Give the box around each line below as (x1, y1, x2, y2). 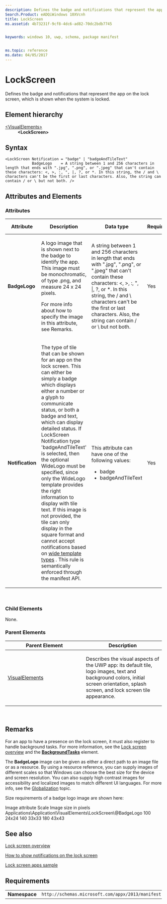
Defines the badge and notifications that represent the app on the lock (5, 90, 149, 96)
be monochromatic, (41, 271, 87, 278)
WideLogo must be (41, 462, 85, 469)
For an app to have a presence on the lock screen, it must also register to (5, 738, 155, 744)
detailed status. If (41, 425, 82, 432)
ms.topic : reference (5, 48, 48, 53)
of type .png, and (41, 277, 81, 284)
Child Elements (5, 605, 43, 612)
